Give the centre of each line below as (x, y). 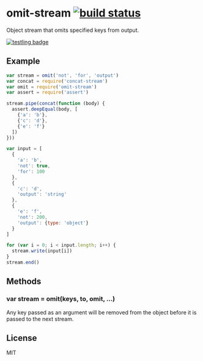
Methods (24, 282)
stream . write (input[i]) (42, 251)
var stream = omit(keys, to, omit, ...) (61, 299)
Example (23, 61)
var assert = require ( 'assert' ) (47, 93)
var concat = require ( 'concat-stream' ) (57, 81)
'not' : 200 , (32, 217)
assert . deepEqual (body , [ (45, 109)
